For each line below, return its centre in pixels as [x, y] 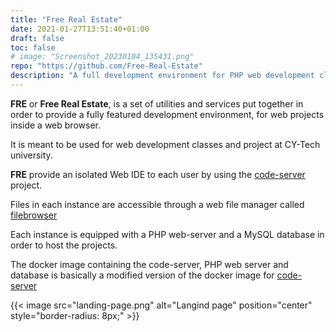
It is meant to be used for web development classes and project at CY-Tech [165, 144]
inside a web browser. [55, 125]
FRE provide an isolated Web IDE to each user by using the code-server [158, 174]
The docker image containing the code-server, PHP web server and [149, 264]
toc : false [33, 47]
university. [31, 155]
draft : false [37, 38]
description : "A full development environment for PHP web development [162, 76]
